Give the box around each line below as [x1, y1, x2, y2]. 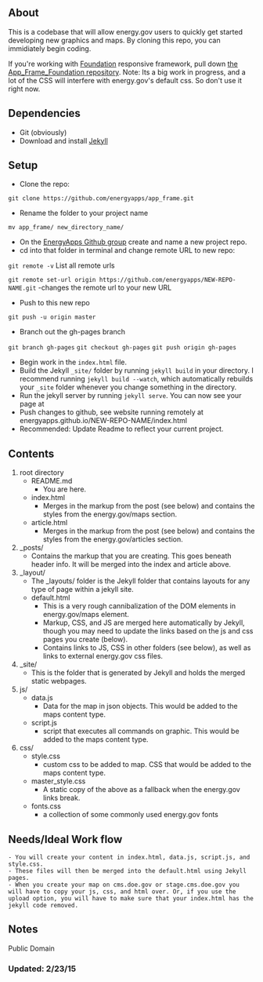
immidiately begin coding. [8, 43, 92, 53]
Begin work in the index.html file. [19, 357, 128, 367]
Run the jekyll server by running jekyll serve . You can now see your [19, 391, 242, 400]
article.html [31, 518, 68, 528]
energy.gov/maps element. [42, 610, 129, 619]
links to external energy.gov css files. [42, 652, 163, 661]
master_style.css [31, 776, 86, 786]
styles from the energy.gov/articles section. [42, 535, 183, 544]
